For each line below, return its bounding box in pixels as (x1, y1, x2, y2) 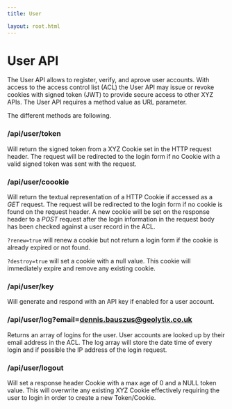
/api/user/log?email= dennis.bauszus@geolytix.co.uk (7, 315, 192, 325)
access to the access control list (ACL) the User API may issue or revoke (7, 83, 215, 91)
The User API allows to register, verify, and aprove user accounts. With (7, 76, 210, 84)
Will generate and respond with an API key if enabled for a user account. (7, 298, 215, 306)
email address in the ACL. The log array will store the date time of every (7, 338, 213, 346)
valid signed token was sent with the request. (7, 160, 137, 168)
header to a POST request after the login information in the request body (7, 215, 215, 224)
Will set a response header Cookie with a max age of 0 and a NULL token (7, 378, 217, 387)
